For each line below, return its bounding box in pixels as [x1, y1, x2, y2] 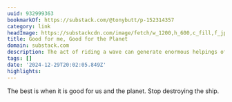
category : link [7, 23, 51, 30]
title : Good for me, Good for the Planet [7, 36, 128, 43]
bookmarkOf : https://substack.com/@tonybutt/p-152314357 [7, 17, 175, 23]
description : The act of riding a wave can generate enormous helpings [7, 49, 217, 56]
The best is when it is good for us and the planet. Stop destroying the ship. [7, 87, 220, 95]
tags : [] [7, 55, 32, 62]
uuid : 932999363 [7, 10, 54, 17]
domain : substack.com [7, 42, 70, 49]
